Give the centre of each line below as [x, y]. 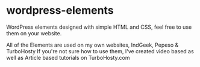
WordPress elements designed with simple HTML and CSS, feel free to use [99, 27]
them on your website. [34, 33]
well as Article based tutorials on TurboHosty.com [68, 57]
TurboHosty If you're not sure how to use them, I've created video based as [100, 51]
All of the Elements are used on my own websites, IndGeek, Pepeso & [92, 45]
